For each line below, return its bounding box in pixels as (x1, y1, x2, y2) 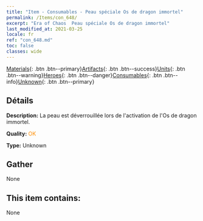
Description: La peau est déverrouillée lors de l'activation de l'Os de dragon (6, 112, 197, 119)
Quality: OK (6, 130, 36, 137)
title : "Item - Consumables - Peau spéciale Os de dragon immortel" (6, 8, 184, 15)
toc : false (6, 43, 34, 49)
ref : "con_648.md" (6, 37, 53, 43)
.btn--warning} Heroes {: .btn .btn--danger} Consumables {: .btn (6, 71, 162, 79)
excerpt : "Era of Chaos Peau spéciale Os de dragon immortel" (6, 20, 170, 26)
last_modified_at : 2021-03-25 (6, 25, 83, 32)
